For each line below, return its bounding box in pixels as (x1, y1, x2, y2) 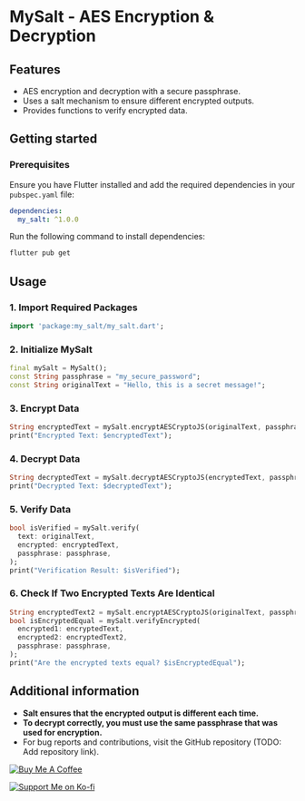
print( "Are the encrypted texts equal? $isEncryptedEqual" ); (9, 658, 246, 668)
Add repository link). (22, 746, 100, 757)
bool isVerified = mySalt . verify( (9, 523, 141, 532)
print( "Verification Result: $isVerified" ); (9, 565, 181, 575)
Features (9, 62, 61, 77)
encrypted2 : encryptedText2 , (17, 633, 128, 642)
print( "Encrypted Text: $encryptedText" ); (9, 431, 172, 440)
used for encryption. (22, 727, 103, 738)
